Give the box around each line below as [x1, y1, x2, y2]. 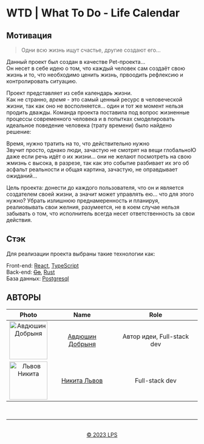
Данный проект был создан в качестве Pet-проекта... [6, 58, 146, 65]
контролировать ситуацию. [6, 78, 78, 85]
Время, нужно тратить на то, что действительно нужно [6, 140, 150, 147]
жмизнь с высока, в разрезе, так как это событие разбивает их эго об [6, 159, 189, 167]
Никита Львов [61, 376, 103, 384]
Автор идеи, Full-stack [122, 332, 189, 341]
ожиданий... [6, 172, 38, 179]
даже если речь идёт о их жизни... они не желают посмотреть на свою [6, 153, 192, 160]
